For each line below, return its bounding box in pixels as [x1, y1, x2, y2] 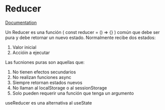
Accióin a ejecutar [12, 49, 50, 55]
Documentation [5, 19, 37, 25]
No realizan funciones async [12, 74, 71, 80]
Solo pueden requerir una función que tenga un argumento [12, 90, 134, 96]
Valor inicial [12, 44, 36, 50]
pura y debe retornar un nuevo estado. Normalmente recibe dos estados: [5, 34, 156, 40]
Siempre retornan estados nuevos [12, 79, 82, 85]
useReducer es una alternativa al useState [5, 99, 92, 105]
